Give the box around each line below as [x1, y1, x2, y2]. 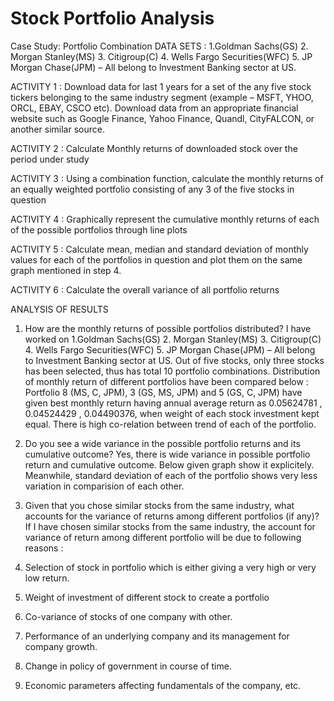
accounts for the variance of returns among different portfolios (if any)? [24, 510, 320, 522]
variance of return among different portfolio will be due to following [24, 531, 302, 543]
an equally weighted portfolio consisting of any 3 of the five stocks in [10, 183, 295, 195]
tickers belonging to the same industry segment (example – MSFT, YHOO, [10, 91, 314, 103]
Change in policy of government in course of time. [24, 660, 232, 672]
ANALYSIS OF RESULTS [10, 303, 109, 315]
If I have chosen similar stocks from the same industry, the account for [24, 520, 316, 532]
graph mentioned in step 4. [10, 264, 122, 276]
